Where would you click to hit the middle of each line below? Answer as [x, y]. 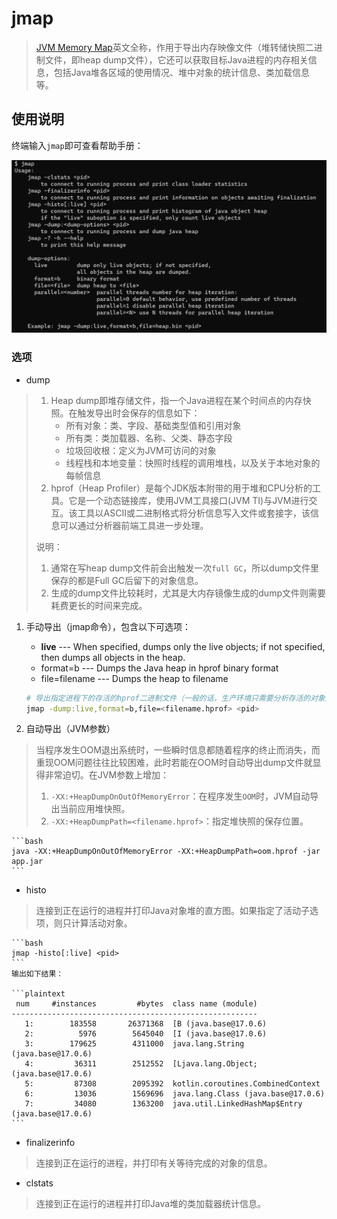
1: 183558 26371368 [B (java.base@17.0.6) [146, 1024]
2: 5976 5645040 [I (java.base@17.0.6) [146, 1034]
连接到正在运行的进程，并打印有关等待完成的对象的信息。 [154, 1163]
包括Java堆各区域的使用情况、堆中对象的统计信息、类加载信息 [182, 72]
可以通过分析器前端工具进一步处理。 [134, 525]
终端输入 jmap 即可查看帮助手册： [77, 145]
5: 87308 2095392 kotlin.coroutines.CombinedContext [172, 1084]
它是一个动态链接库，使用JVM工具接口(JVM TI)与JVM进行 [188, 500]
